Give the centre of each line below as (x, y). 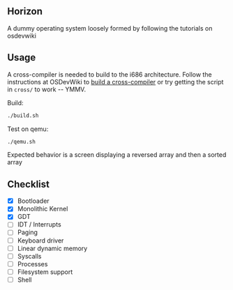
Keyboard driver (40, 241)
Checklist (29, 184)
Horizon (25, 12)
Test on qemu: (28, 129)
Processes (32, 264)
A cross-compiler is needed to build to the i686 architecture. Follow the (110, 74)
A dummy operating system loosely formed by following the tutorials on (110, 28)
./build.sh (23, 115)
